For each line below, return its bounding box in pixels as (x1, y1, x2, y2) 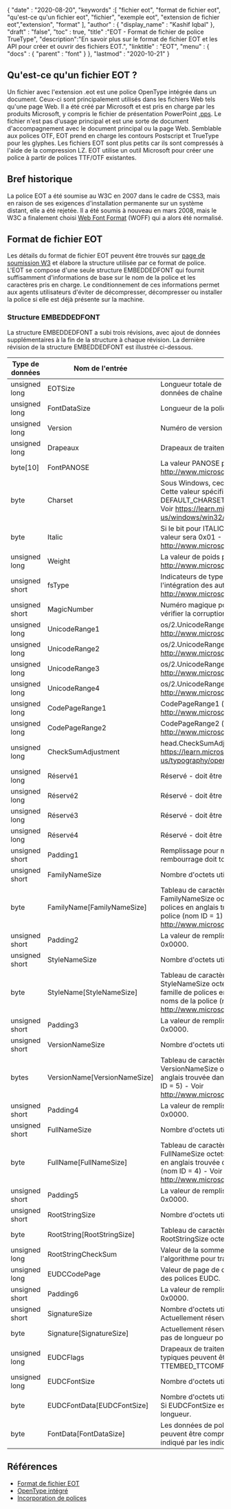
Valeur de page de (160, 1264, 220, 1274)
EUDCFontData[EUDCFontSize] (47, 1400, 149, 1410)
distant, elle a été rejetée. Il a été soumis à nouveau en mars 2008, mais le (7, 206, 217, 214)
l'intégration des (160, 580, 213, 590)
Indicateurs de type (160, 572, 223, 581)
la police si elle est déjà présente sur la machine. (7, 295, 145, 304)
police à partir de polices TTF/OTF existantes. (7, 153, 137, 161)
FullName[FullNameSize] (47, 1157, 128, 1167)
